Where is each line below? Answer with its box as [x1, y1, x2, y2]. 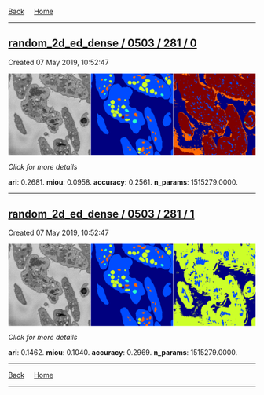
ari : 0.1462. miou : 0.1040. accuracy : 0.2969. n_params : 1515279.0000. [8, 348, 238, 357]
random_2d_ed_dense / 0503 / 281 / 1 [8, 207, 195, 221]
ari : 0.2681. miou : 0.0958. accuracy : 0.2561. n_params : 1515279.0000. [8, 177, 238, 187]
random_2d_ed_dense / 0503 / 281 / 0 [8, 37, 198, 50]
